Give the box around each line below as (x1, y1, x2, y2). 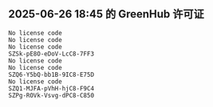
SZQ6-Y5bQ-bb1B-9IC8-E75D (8, 71, 94, 78)
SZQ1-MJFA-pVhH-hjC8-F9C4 (8, 84, 94, 93)
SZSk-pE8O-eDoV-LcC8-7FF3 (8, 50, 94, 58)
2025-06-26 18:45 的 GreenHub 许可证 (8, 7, 205, 21)
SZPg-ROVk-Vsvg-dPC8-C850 (8, 91, 94, 99)
